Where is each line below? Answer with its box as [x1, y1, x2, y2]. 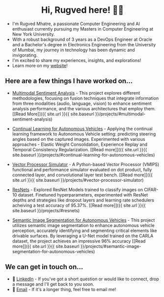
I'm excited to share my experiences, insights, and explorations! [12, 57, 141, 63]
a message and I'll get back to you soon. [12, 281, 94, 287]
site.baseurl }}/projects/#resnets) [12, 207, 80, 213]
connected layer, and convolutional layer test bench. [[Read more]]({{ [12, 172, 153, 178]
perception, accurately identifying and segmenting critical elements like [12, 228, 157, 233]
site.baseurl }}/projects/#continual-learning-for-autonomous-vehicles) [12, 152, 155, 158]
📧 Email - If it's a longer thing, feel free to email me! [12, 286, 116, 292]
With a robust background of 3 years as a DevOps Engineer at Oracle [12, 36, 152, 42]
